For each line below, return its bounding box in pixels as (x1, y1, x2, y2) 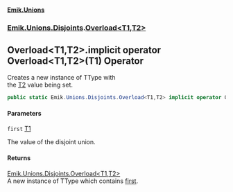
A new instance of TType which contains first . (7, 177, 139, 185)
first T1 (7, 125, 31, 133)
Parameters (7, 109, 42, 117)
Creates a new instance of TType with (7, 73, 116, 82)
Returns (7, 154, 31, 162)
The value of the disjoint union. (7, 138, 96, 146)
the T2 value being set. (7, 80, 73, 89)
